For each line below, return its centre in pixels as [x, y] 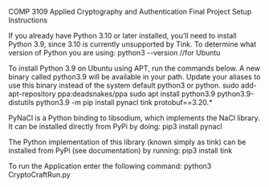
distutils [21, 102]
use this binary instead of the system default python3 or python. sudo [124, 85]
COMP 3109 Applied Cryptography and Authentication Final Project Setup [130, 12]
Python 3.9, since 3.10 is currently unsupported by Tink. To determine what [132, 44]
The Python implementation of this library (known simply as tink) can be [127, 142]
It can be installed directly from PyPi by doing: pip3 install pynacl [115, 126]
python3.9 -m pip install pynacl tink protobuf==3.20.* [124, 102]
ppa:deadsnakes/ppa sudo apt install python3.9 [136, 94]
